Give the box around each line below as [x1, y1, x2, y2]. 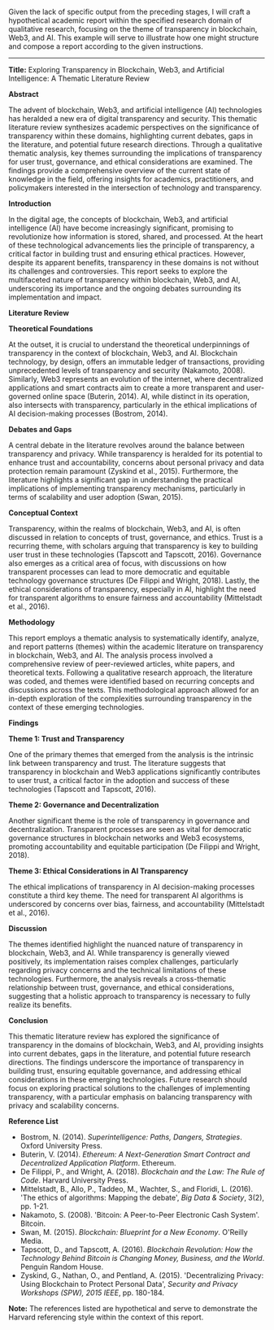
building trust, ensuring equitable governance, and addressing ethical [8, 1066, 241, 1075]
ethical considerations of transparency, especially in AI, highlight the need [8, 584, 256, 593]
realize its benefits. [8, 1000, 72, 1009]
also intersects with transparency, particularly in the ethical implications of [8, 400, 258, 409]
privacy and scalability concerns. [8, 1100, 120, 1110]
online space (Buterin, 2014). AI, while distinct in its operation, [41, 392, 250, 401]
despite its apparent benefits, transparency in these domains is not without [8, 258, 259, 267]
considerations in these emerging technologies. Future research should [8, 1074, 247, 1084]
